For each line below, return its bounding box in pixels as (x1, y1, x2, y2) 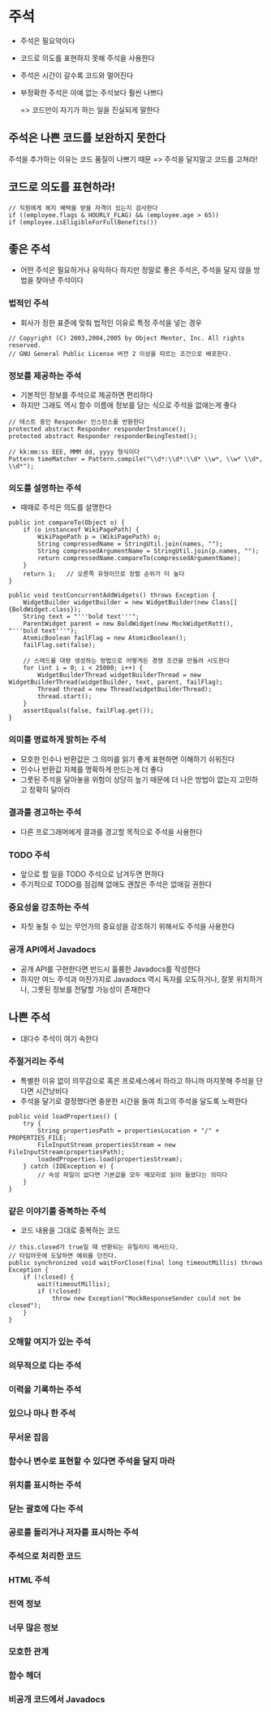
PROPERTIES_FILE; (8, 1133, 67, 1142)
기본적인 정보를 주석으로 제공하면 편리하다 (19, 389, 153, 399)
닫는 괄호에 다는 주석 (8, 1503, 84, 1514)
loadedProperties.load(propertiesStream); (37, 1155, 183, 1163)
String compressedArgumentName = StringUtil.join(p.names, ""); (37, 547, 260, 555)
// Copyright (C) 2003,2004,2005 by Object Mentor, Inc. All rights (8, 334, 245, 342)
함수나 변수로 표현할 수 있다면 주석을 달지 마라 (8, 1455, 176, 1466)
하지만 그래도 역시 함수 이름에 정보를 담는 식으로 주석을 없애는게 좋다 (19, 400, 237, 410)
